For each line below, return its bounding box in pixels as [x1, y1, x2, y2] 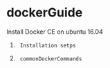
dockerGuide [6, 5, 83, 21]
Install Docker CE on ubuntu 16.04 [6, 27, 103, 36]
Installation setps [19, 42, 76, 49]
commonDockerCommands [19, 55, 82, 63]
